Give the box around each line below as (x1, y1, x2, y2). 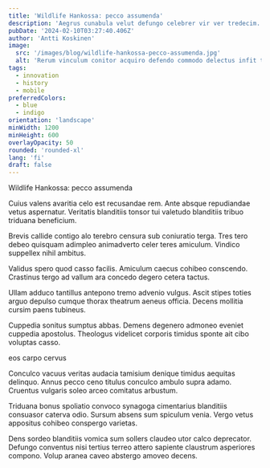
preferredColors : (8, 94, 67, 102)
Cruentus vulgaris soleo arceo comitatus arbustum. (8, 386, 178, 396)
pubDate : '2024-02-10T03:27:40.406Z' (8, 26, 135, 35)
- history (15, 79, 48, 87)
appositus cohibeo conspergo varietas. (8, 418, 138, 428)
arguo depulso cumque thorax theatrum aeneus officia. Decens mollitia (8, 296, 243, 306)
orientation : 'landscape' (8, 116, 95, 124)
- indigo (15, 109, 45, 117)
